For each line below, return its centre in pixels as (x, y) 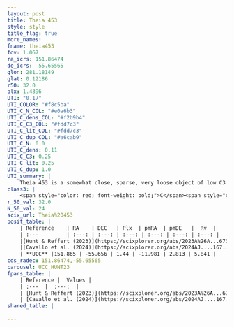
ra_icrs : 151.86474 (36, 59)
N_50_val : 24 (26, 209)
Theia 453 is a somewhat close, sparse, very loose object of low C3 (123, 182)
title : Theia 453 (32, 20)
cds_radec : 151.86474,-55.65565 (54, 261)
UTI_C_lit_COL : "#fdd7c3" (45, 131)
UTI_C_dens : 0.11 (32, 150)
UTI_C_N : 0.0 (26, 144)
